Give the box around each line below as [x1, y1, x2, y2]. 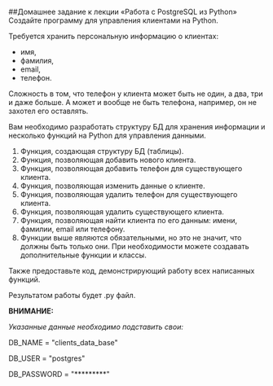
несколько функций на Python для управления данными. [8, 130, 206, 140]
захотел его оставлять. [8, 106, 89, 116]
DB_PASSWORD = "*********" [8, 370, 110, 379]
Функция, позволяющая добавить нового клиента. [20, 155, 196, 164]
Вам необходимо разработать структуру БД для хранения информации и [8, 122, 266, 131]
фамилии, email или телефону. [20, 224, 125, 234]
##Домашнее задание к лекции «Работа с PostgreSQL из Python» [8, 7, 238, 16]
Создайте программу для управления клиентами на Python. [8, 15, 218, 25]
